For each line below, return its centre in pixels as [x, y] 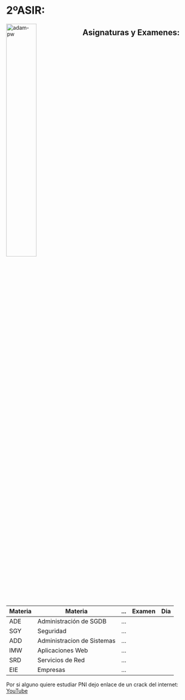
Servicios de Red [61, 660]
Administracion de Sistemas [76, 640]
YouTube [17, 690]
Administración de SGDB [72, 621]
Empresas [51, 670]
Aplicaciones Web [63, 650]
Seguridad [52, 631]
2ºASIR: [26, 10]
